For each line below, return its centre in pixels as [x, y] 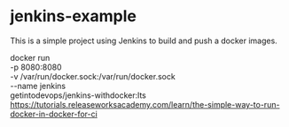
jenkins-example [73, 16]
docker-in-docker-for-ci [54, 114]
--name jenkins [38, 86]
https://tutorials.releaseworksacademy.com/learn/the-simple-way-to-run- [145, 104]
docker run [30, 57]
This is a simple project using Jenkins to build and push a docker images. [144, 41]
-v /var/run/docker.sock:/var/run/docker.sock [93, 76]
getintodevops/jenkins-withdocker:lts [78, 95]
